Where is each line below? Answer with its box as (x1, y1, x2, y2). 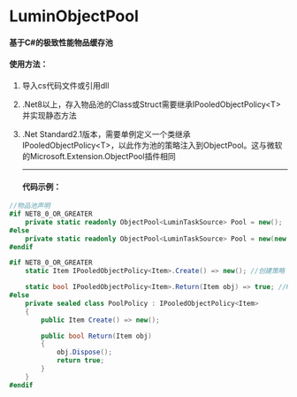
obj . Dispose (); (56, 347, 113, 357)
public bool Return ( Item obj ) (41, 332, 152, 340)
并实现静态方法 (21, 110, 77, 120)
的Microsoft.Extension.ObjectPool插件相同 (21, 150, 176, 161)
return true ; (56, 356, 104, 365)
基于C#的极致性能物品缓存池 (9, 37, 113, 48)
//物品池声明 (9, 202, 50, 210)
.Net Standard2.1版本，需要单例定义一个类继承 (21, 128, 191, 139)
